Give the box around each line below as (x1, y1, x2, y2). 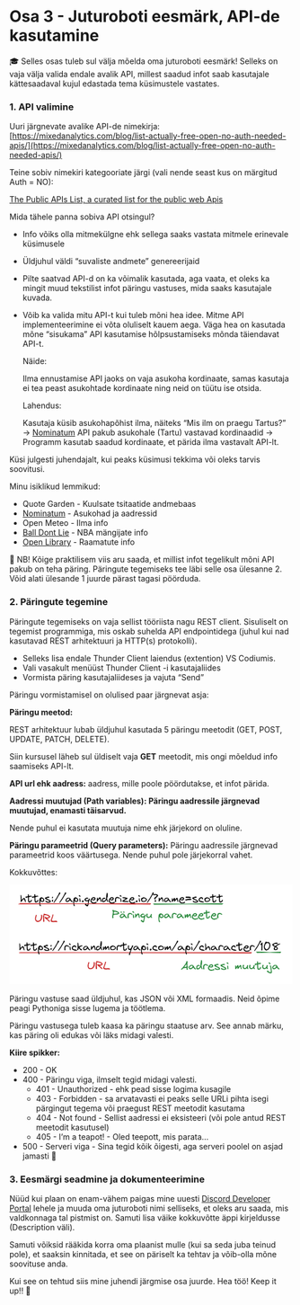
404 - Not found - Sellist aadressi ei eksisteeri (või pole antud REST (35, 1113, 287, 1123)
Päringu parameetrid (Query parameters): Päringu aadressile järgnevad (9, 839, 278, 850)
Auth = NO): (9, 177, 54, 188)
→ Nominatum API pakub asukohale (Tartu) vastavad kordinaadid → (22, 427, 274, 438)
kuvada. (22, 292, 52, 303)
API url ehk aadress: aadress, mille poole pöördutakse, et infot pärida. (9, 777, 269, 788)
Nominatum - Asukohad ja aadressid (22, 508, 158, 519)
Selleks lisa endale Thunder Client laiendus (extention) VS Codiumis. (22, 652, 277, 663)
